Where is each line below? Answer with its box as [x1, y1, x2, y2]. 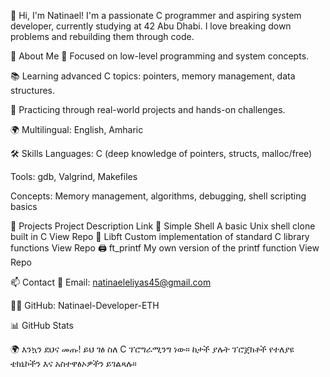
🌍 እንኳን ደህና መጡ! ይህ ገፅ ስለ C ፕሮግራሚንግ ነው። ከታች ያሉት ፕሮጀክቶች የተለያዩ [10, 343, 295, 355]
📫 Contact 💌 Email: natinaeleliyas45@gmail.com [10, 276, 212, 288]
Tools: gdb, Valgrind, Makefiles [10, 171, 138, 182]
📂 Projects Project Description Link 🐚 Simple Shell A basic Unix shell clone [10, 220, 316, 232]
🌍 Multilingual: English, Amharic [10, 124, 144, 135]
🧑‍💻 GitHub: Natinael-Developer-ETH [10, 300, 160, 311]
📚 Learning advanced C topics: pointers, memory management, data [10, 70, 296, 82]
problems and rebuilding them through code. [10, 31, 195, 42]
